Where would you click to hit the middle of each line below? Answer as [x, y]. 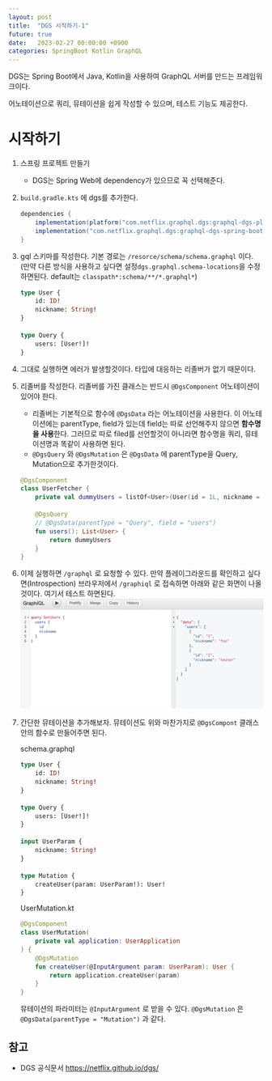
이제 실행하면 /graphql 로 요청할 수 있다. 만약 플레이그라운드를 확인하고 [133, 574]
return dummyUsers [81, 540]
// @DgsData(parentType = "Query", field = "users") [126, 523]
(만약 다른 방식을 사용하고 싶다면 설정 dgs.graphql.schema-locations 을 [133, 266]
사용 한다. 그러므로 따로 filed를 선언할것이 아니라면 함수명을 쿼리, [142, 434]
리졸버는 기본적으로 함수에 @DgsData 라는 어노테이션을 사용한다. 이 [136, 413]
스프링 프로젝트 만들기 [55, 163]
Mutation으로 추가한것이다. [75, 464]
